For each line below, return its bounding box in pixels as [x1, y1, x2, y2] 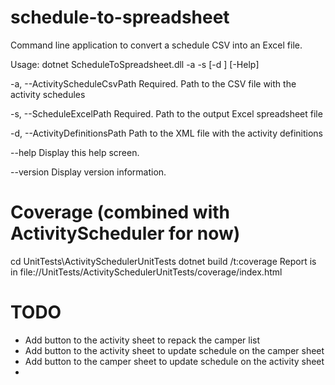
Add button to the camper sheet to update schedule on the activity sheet [24, 355, 325, 367]
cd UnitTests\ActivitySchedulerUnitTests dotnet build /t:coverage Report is [10, 255, 317, 267]
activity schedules [10, 88, 86, 100]
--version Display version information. [10, 166, 167, 178]
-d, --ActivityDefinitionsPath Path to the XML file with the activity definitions [10, 127, 323, 139]
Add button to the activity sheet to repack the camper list [24, 334, 261, 346]
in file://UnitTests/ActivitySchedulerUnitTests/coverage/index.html [10, 266, 283, 278]
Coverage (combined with [10, 201, 230, 224]
